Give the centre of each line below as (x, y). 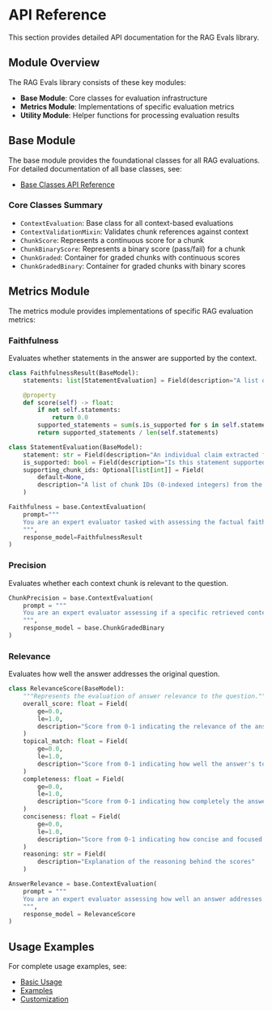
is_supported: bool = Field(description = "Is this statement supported (144, 462)
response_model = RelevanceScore (79, 914)
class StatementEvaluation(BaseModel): (76, 447)
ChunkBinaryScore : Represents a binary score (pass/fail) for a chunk (132, 249)
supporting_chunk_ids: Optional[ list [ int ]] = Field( (114, 470)
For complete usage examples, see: (68, 966)
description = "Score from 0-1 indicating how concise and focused (150, 839)
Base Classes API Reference (67, 185)
